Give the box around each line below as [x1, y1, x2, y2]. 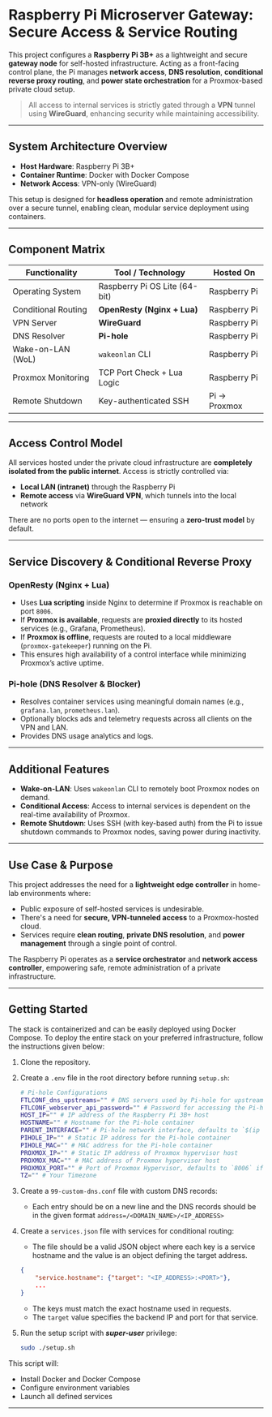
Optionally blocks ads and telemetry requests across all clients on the [19, 714, 253, 724]
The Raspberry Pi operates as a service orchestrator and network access [8, 954, 257, 963]
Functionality [25, 266, 78, 278]
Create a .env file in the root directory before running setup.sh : [19, 1073, 231, 1083]
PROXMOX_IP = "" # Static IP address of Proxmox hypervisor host [19, 1148, 239, 1157]
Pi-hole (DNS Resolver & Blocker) [8, 678, 142, 689]
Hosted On [213, 266, 256, 278]
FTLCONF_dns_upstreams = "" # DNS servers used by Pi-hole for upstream [19, 1096, 264, 1105]
